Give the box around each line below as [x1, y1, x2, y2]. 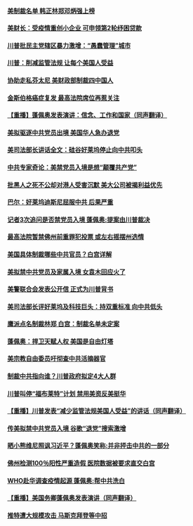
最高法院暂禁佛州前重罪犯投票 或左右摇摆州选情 [7, 233, 145, 241]
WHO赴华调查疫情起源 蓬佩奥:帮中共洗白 [7, 476, 125, 485]
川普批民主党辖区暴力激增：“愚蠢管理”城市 [7, 41, 131, 49]
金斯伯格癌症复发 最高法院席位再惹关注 [7, 94, 120, 102]
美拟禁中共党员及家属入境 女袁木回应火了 [7, 267, 126, 276]
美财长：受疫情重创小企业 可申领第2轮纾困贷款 [7, 24, 142, 32]
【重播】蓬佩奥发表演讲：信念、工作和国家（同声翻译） [7, 111, 167, 120]
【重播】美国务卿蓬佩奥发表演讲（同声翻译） [7, 494, 137, 502]
